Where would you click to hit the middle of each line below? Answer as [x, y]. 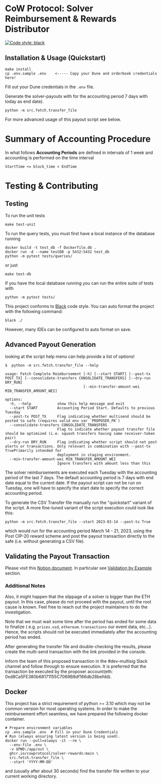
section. [13, 573]
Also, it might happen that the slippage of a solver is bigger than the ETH [78, 597]
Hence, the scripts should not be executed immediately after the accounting [81, 632]
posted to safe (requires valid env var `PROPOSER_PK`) [63, 421]
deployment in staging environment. [94, 455]
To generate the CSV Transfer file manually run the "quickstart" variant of [78, 503]
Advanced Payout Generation [50, 345]
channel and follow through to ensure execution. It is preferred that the [76, 666]
